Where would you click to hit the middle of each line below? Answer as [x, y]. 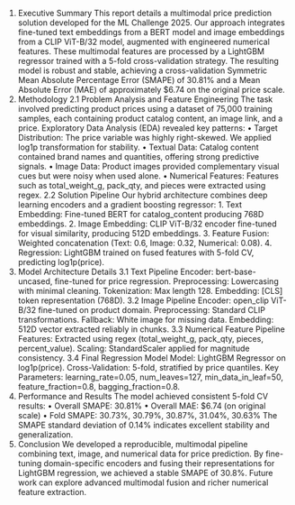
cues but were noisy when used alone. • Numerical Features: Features [148, 176]
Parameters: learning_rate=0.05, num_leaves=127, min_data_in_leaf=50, [150, 377]
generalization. [45, 435]
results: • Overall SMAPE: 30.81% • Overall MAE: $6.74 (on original [142, 406]
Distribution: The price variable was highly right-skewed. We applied [144, 138]
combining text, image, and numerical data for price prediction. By [140, 454]
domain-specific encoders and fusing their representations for [159, 463]
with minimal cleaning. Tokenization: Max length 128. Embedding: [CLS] [150, 291]
